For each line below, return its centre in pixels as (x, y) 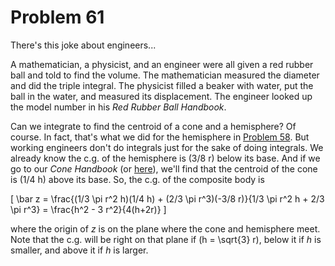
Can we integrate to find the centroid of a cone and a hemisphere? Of (153, 126)
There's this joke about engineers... (83, 45)
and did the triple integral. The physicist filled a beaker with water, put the (162, 85)
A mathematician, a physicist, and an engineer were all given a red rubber (162, 64)
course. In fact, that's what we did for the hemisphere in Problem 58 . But (160, 137)
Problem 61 (57, 17)
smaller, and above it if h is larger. (79, 250)
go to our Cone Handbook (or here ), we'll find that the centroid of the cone (164, 168)
